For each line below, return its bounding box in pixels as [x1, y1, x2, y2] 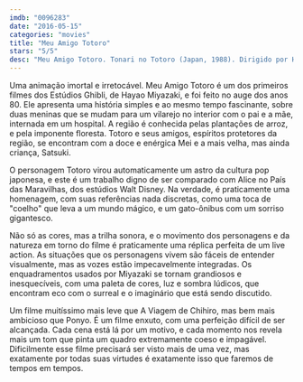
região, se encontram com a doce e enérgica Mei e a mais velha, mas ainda [9, 137, 290, 148]
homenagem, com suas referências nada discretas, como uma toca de [9, 193, 271, 204]
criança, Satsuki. [9, 147, 71, 158]
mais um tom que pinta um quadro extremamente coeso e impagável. [9, 334, 268, 344]
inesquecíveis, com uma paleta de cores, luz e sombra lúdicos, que [9, 278, 260, 289]
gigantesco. [9, 213, 54, 223]
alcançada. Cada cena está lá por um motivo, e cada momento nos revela [9, 324, 282, 335]
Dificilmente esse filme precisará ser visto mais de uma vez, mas [9, 344, 250, 354]
